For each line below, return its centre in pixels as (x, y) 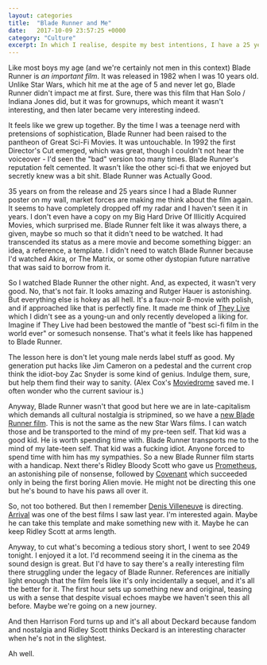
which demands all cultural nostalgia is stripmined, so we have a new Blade (132, 415)
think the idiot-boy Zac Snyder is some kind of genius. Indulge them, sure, (129, 374)
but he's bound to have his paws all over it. (78, 491)
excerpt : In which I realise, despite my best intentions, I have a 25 (129, 45)
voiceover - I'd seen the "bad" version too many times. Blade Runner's (124, 159)
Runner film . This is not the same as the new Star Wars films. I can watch (128, 423)
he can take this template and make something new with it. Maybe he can (128, 523)
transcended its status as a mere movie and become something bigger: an (130, 242)
